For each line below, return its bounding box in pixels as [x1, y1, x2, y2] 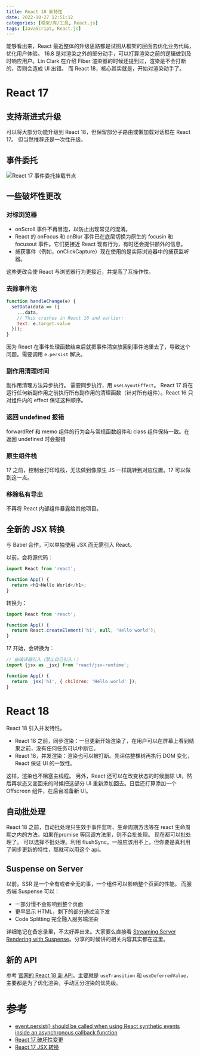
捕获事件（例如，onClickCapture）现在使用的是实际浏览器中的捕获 [14, 247, 179, 255]
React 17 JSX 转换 [14, 1043, 60, 1051]
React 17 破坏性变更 [14, 1036, 64, 1043]
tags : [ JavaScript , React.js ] [6, 25, 82, 32]
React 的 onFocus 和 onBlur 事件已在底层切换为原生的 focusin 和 [14, 232, 173, 240]
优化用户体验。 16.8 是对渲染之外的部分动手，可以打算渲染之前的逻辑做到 [6, 50, 187, 57]
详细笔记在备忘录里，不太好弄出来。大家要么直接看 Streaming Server [6, 928, 176, 935]
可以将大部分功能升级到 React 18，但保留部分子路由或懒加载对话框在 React [6, 128, 191, 136]
